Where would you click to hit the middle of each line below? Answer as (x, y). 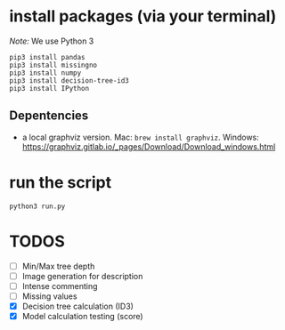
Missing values (49, 296)
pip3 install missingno (53, 65)
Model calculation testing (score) (83, 316)
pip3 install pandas (48, 57)
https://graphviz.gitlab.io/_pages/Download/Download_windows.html (149, 146)
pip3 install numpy (45, 73)
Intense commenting (60, 286)
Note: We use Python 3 (52, 41)
